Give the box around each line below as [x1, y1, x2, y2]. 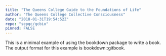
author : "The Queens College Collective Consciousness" [5, 12, 126, 17]
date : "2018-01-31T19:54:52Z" [5, 16, 69, 21]
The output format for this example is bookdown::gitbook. [5, 45, 126, 51]
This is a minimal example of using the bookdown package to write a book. [5, 39, 161, 45]
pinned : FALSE [5, 26, 35, 31]
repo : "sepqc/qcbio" [5, 21, 49, 26]
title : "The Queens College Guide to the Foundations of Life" [5, 7, 142, 12]
